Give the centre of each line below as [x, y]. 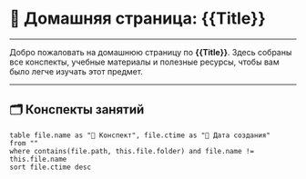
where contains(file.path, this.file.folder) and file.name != [132, 151]
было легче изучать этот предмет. [76, 71]
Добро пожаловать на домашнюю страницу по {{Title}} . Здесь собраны [151, 52]
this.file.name [38, 159]
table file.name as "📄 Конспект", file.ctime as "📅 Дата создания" [140, 135]
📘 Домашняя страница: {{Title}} [138, 19]
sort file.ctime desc [51, 167]
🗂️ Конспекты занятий [77, 109]
